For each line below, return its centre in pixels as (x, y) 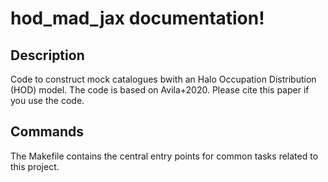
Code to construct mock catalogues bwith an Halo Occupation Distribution (163, 79)
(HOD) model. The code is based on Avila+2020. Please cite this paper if (160, 90)
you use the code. (47, 100)
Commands (47, 132)
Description (47, 55)
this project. (35, 166)
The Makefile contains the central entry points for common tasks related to (164, 156)
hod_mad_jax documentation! (137, 18)
